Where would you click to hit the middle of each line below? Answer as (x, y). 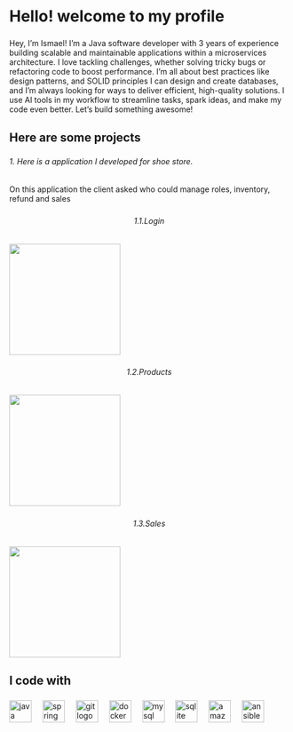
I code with (40, 681)
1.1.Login (149, 220)
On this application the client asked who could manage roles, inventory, (140, 189)
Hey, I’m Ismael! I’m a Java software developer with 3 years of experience (144, 44)
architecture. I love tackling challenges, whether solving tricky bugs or (138, 62)
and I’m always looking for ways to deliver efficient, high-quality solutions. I (147, 91)
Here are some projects (75, 137)
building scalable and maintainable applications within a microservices (138, 53)
